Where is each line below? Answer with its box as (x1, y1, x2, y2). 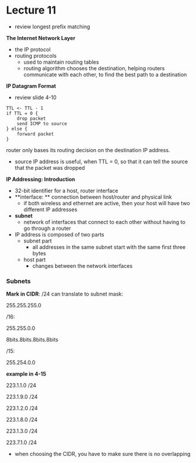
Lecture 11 (6, 4, 56, 17)
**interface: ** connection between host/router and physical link (14, 193, 172, 201)
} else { (6, 126, 28, 132)
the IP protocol (14, 45, 51, 53)
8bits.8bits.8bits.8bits (6, 336, 58, 343)
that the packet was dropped (14, 164, 86, 171)
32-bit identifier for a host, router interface (14, 187, 119, 194)
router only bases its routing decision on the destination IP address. (6, 146, 171, 153)
